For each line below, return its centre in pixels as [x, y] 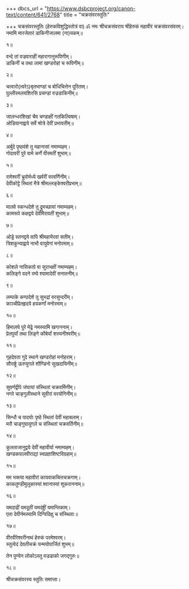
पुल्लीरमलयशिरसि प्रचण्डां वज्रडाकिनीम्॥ [42, 93]
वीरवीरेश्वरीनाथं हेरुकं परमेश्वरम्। [36, 537]
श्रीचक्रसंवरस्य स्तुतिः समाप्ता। [34, 579]
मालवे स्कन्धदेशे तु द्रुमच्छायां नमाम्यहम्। [42, 207]
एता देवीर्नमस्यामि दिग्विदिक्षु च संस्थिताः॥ [42, 514]
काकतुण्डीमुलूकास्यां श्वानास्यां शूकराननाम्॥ [45, 484]
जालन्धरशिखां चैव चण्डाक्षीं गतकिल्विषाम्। [43, 116]
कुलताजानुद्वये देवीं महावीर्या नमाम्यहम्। [40, 447]
